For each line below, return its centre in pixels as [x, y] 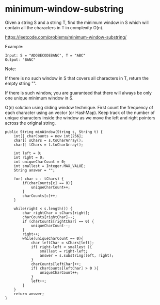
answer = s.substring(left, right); [77, 255]
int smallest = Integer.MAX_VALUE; [50, 166]
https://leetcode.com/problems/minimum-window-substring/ [66, 37]
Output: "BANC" [20, 59]
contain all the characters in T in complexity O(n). [54, 27]
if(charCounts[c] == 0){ [48, 183]
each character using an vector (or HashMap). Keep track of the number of [80, 113]
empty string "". [21, 83]
